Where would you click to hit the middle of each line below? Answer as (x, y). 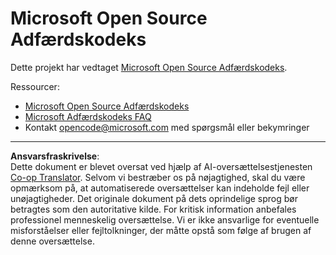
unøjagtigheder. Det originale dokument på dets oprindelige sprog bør (154, 198)
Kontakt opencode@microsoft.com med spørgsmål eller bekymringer (167, 127)
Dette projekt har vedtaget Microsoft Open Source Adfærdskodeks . (149, 67)
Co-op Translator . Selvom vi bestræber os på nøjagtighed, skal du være (158, 177)
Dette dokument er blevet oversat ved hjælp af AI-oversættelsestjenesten (161, 166)
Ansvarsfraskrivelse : (55, 156)
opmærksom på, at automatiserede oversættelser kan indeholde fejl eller (160, 188)
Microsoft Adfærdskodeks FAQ (88, 116)
